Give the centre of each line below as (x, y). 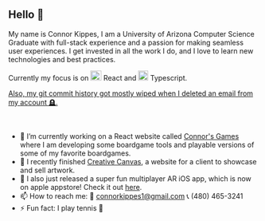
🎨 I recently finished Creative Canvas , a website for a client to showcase (138, 161)
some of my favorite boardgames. (75, 153)
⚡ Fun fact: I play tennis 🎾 (61, 207)
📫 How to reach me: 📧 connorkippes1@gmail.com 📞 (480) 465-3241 (131, 195)
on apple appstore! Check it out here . (81, 187)
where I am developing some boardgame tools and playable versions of (137, 144)
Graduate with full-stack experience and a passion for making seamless (126, 42)
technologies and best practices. (62, 59)
